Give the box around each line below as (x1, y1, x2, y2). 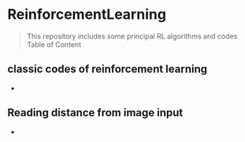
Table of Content (26, 39, 82, 49)
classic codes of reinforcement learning (7, 63, 208, 76)
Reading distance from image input (7, 106, 184, 119)
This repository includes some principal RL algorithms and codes (26, 31, 238, 41)
